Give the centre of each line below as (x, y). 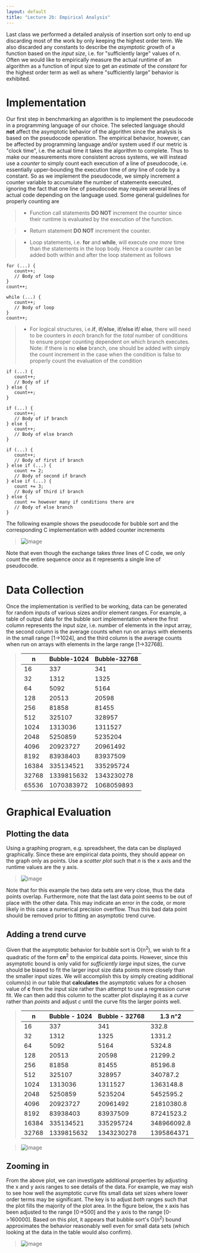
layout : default (26, 12)
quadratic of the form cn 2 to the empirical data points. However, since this (97, 956)
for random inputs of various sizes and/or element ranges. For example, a (96, 613)
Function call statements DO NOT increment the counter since (106, 213)
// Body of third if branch (49, 492)
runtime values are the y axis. (42, 867)
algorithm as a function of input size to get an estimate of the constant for (97, 66)
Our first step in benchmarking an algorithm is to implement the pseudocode (100, 119)
